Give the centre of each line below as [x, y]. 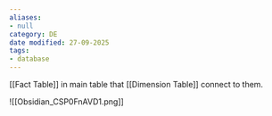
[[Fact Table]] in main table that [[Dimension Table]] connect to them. [136, 84]
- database [29, 59]
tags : [19, 51]
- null [21, 26]
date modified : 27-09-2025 [59, 42]
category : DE [33, 34]
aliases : [25, 17]
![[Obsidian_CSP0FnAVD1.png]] [67, 102]
